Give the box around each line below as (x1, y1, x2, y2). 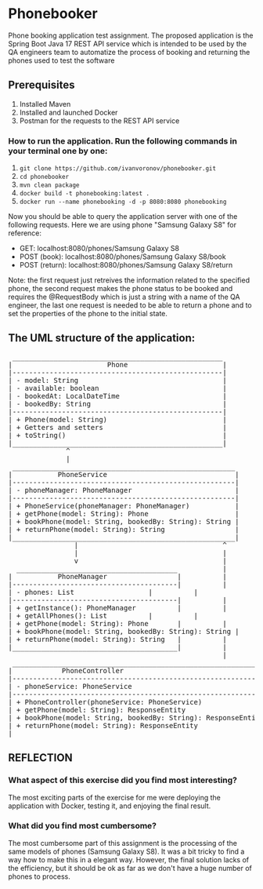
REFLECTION (8, 751, 73, 765)
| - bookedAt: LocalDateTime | (8, 392, 227, 400)
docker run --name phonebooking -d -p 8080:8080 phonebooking (19, 198, 227, 206)
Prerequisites (8, 78, 75, 92)
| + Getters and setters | (8, 423, 227, 432)
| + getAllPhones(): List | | (8, 611, 198, 620)
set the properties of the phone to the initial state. (8, 309, 168, 319)
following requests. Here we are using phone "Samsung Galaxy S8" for (8, 220, 237, 230)
